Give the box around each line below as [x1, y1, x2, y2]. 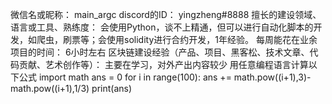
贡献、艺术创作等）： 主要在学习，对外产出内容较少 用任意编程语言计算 [18, 59, 309, 70]
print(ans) [91, 83, 133, 94]
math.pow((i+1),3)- [233, 71, 312, 83]
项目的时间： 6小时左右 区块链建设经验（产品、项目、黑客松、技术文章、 [10, 46, 310, 58]
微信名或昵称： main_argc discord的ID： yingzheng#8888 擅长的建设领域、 [10, 9, 322, 20]
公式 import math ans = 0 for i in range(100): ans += [18, 71, 232, 83]
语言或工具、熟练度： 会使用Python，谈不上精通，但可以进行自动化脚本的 [10, 21, 314, 33]
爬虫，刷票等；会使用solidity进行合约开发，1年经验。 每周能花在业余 [36, 34, 318, 45]
